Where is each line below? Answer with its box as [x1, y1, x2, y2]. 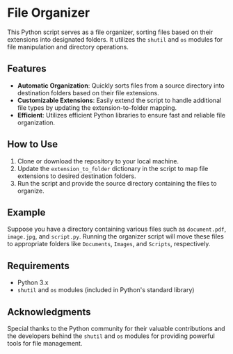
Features [7, 63, 47, 74]
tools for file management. [7, 339, 83, 347]
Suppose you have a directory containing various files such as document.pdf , [7, 225, 227, 234]
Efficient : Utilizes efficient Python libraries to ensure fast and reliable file [17, 111, 226, 119]
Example [7, 207, 46, 218]
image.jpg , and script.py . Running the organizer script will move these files [7, 232, 224, 241]
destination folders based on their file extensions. [17, 88, 159, 97]
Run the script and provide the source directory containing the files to [17, 179, 217, 187]
